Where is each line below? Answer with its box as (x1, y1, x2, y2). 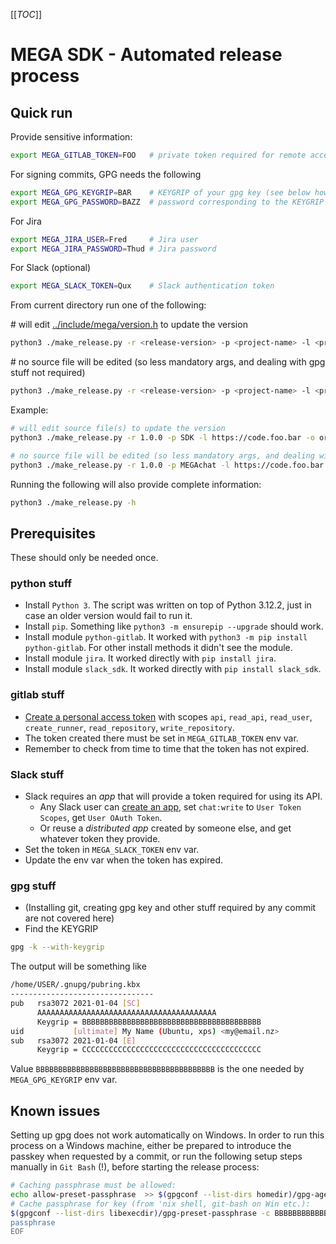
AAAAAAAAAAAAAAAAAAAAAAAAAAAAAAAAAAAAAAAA (36, 1007, 217, 1018)
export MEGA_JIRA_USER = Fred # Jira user (10, 234, 199, 244)
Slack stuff (10, 767, 65, 781)
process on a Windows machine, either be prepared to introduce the (10, 1140, 292, 1152)
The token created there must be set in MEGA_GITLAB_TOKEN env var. (24, 732, 299, 744)
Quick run (10, 104, 73, 121)
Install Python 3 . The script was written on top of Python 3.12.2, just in (24, 599, 312, 611)
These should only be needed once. (10, 552, 159, 564)
